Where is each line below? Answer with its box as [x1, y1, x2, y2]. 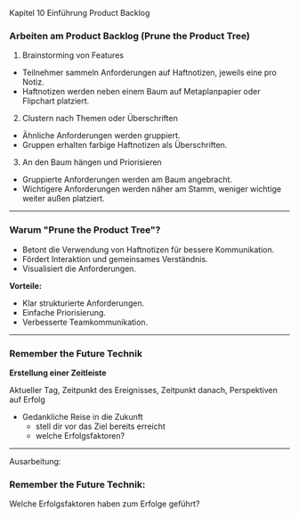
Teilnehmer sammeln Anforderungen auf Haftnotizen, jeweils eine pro [21, 67, 278, 78]
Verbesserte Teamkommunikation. [21, 317, 149, 327]
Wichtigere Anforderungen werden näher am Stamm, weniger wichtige [21, 184, 282, 194]
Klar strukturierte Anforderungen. [21, 298, 145, 308]
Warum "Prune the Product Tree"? [9, 224, 161, 236]
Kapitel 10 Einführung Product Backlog [9, 8, 150, 18]
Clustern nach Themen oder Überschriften [21, 113, 178, 124]
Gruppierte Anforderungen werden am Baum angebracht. [21, 174, 233, 185]
